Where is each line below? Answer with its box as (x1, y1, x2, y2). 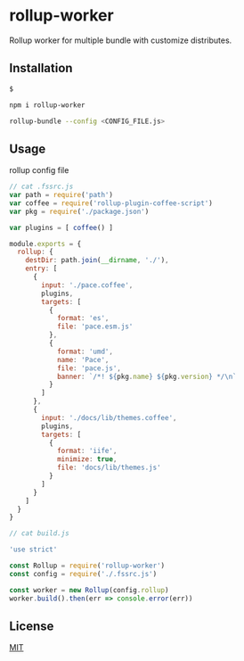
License (9, 618, 54, 633)
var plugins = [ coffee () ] (9, 223, 114, 232)
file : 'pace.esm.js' (56, 322, 134, 331)
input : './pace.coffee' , (41, 280, 134, 290)
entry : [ (25, 264, 58, 273)
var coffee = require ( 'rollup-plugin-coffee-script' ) (9, 198, 214, 208)
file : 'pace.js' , (56, 363, 122, 373)
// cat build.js (9, 529, 69, 538)
